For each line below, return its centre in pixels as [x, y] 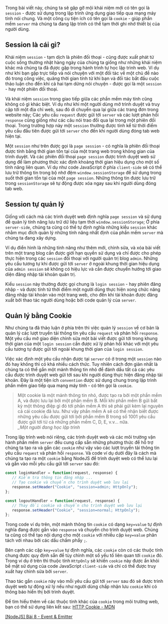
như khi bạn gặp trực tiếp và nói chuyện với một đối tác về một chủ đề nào [82, 73]
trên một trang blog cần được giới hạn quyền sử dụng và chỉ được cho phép [83, 253]
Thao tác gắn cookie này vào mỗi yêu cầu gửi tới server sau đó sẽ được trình [84, 581]
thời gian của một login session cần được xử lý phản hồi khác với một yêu [82, 344]
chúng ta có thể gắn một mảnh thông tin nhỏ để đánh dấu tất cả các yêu [80, 370]
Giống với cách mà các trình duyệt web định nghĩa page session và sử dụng [83, 217]
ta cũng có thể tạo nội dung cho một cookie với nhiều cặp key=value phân [81, 535]
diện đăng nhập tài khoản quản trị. [41, 274]
